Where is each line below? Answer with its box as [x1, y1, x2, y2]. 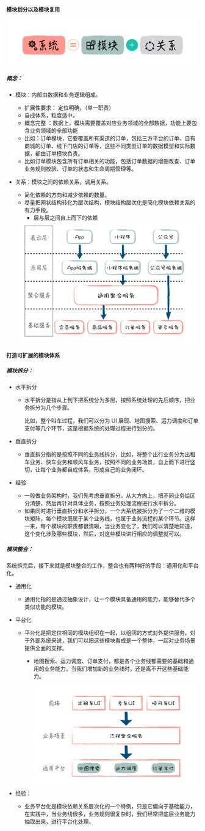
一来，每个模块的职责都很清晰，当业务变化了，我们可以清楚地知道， [24, 523, 196, 530]
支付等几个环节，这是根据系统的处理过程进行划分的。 [24, 425, 159, 432]
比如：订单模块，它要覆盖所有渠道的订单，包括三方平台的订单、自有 [24, 135, 196, 142]
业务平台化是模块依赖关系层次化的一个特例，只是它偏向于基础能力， [24, 803, 196, 810]
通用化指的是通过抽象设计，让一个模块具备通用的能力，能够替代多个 [24, 596, 196, 603]
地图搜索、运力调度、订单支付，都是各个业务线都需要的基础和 [33, 657, 189, 665]
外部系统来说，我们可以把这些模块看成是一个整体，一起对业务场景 [29, 637, 196, 644]
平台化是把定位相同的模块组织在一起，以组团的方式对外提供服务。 [24, 629, 190, 637]
